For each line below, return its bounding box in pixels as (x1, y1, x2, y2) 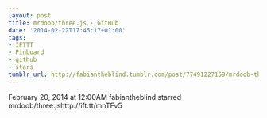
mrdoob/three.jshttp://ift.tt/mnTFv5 (8, 101, 122, 110)
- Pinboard (8, 48, 44, 56)
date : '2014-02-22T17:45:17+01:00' (8, 26, 126, 34)
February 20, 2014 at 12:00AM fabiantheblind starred (8, 92, 181, 101)
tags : (8, 33, 26, 42)
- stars (8, 63, 34, 71)
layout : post (8, 11, 52, 20)
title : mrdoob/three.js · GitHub (8, 19, 119, 27)
